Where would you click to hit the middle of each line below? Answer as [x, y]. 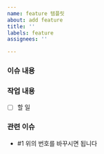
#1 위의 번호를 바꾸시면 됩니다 [57, 143]
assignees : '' [28, 39]
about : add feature [35, 20]
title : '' [21, 26]
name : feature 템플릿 [36, 13]
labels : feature [30, 33]
